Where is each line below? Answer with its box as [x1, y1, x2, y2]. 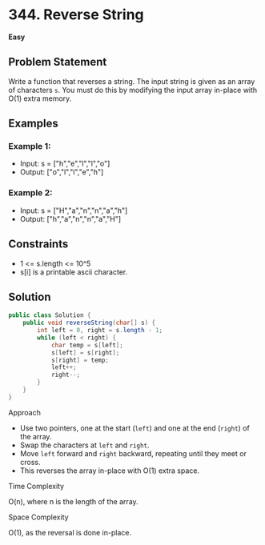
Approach [8, 407, 42, 417]
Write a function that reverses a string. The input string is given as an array [8, 76, 255, 86]
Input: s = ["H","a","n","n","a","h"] [19, 206, 128, 215]
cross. [19, 457, 42, 467]
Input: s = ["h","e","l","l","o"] [19, 158, 110, 169]
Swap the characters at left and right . [19, 440, 150, 450]
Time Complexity [8, 481, 65, 491]
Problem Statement [8, 55, 107, 69]
